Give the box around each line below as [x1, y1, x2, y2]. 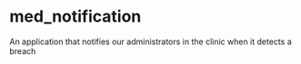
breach [9, 45, 36, 56]
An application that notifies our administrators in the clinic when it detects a [9, 36, 293, 47]
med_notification [9, 6, 142, 27]
